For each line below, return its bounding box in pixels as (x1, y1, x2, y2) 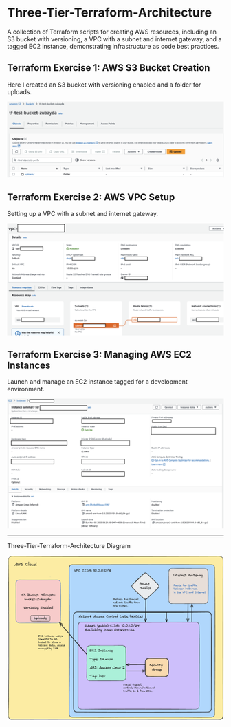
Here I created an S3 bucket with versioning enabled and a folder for (7, 80, 201, 89)
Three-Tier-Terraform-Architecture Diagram (7, 542, 131, 550)
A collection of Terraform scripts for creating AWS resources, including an (7, 28, 217, 36)
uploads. (7, 87, 32, 96)
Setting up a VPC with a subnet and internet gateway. (7, 210, 159, 218)
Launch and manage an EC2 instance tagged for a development (7, 378, 188, 386)
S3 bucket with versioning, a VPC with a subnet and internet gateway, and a (7, 34, 222, 43)
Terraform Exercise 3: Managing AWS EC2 (7, 349, 192, 360)
